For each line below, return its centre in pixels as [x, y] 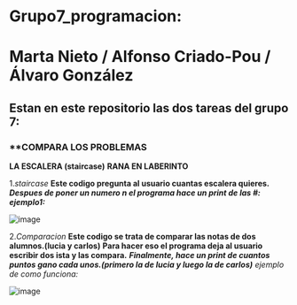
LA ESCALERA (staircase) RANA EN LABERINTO [99, 166]
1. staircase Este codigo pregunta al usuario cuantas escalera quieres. [140, 184]
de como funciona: [44, 274]
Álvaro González [71, 76]
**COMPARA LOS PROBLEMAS [78, 147]
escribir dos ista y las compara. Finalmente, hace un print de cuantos [140, 255]
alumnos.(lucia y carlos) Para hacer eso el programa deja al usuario [136, 246]
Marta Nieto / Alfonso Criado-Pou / [140, 57]
